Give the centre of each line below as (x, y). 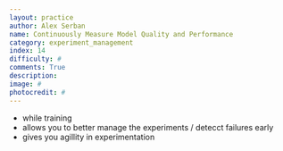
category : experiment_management (71, 42)
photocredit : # (37, 92)
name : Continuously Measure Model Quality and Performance (121, 34)
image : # (25, 84)
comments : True (37, 68)
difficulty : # (36, 59)
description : (33, 76)
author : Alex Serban (48, 26)
